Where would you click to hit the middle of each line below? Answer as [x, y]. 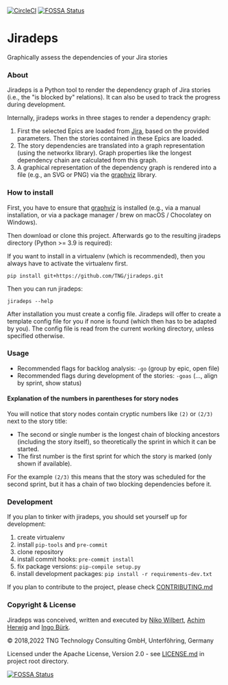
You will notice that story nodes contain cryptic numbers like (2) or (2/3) [110, 414]
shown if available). [44, 464]
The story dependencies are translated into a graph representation [111, 146]
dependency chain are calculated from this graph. [87, 160]
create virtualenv [41, 538]
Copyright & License [42, 605]
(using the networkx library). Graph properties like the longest [104, 153]
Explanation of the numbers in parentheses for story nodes [93, 398]
